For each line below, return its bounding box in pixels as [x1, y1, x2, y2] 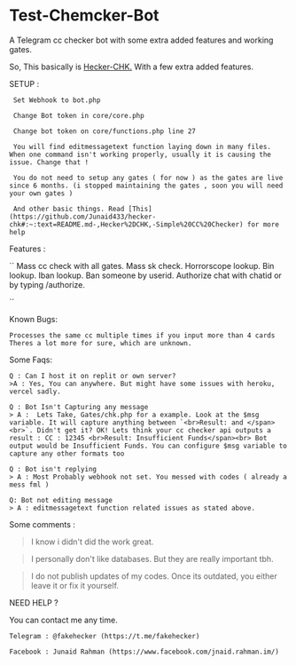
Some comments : [9, 519, 75, 529]
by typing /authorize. [9, 279, 86, 289]
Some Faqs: [9, 354, 53, 365]
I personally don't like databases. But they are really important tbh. [30, 553, 274, 564]
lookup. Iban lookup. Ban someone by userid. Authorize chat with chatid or [9, 270, 282, 281]
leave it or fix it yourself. [30, 580, 120, 590]
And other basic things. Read [12, 204, 125, 213]
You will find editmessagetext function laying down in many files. [12, 142, 272, 151]
